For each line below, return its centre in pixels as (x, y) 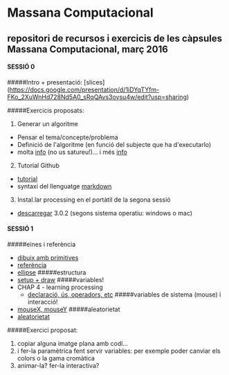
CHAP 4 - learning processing (60, 287)
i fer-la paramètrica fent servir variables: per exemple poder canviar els (119, 351)
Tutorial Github (38, 165)
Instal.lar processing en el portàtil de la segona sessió (94, 200)
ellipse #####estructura (52, 272)
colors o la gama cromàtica (56, 358)
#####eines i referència (42, 244)
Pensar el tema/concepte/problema (68, 137)
